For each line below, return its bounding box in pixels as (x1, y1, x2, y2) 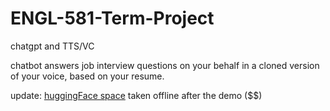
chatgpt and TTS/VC (10, 40, 95, 52)
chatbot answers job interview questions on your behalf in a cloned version (10, 59, 320, 71)
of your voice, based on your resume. (10, 70, 165, 82)
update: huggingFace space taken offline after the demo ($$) (10, 89, 263, 101)
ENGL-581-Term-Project (10, 7, 215, 30)
